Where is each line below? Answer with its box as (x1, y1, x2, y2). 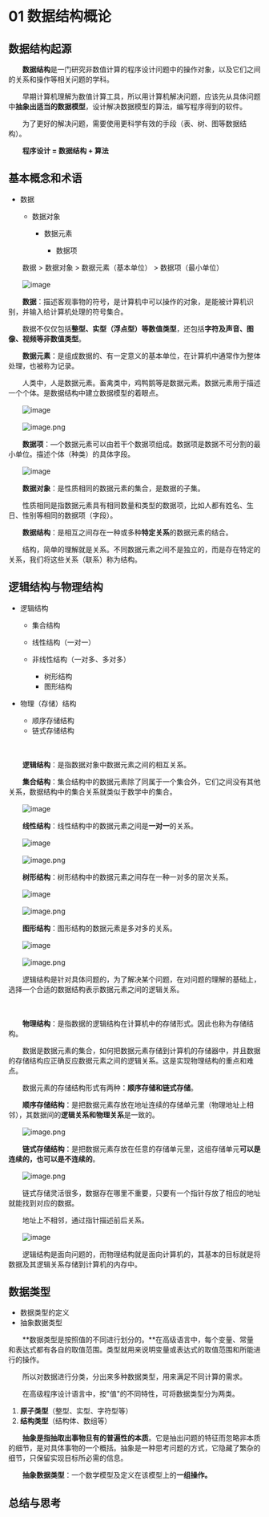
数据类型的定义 (19, 1308, 70, 1317)
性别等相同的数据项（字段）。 (22, 510, 118, 520)
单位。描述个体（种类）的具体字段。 (14, 449, 134, 458)
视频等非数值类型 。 (22, 334, 86, 344)
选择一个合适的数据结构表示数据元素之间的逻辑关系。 (8, 984, 184, 994)
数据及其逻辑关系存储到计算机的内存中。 (8, 1259, 142, 1269)
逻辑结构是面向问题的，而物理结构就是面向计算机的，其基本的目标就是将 (22, 1249, 261, 1259)
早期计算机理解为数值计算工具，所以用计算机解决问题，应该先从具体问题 (22, 92, 261, 101)
